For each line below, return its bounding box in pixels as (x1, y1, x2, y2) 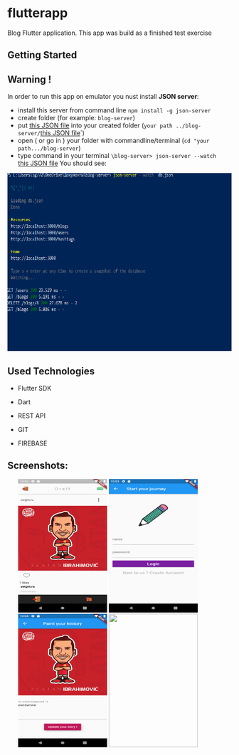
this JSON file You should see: (17, 159, 107, 168)
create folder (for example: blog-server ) (17, 114, 136, 122)
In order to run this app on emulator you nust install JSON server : (7, 93, 199, 101)
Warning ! (7, 73, 52, 85)
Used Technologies (7, 365, 95, 377)
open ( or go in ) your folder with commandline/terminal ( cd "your (17, 137, 210, 145)
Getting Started (7, 49, 78, 61)
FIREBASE (17, 439, 48, 448)
